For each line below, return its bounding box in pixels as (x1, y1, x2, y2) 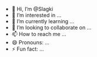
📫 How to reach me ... (11, 31, 66, 37)
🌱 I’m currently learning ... (11, 18, 75, 24)
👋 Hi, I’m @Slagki (11, 6, 53, 12)
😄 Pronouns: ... (11, 39, 50, 46)
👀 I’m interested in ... (11, 12, 62, 19)
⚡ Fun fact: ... (11, 45, 44, 52)
